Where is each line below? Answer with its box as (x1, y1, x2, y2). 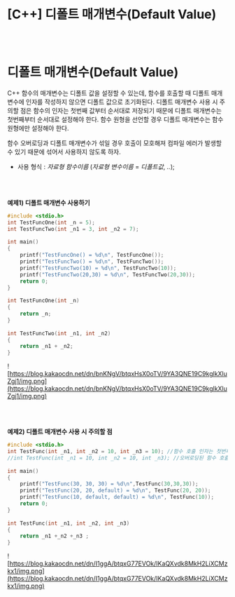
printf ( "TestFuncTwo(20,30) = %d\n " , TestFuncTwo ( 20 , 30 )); (20, 271, 196, 278)
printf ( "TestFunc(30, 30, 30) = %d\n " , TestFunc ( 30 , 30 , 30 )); (20, 481, 199, 488)
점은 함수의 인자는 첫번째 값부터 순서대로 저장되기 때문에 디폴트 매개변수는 (20, 106, 222, 114)
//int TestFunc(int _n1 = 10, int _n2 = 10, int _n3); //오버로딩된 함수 (7, 454, 217, 462)
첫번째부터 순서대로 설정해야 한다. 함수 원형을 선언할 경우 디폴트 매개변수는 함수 (7, 115, 224, 123)
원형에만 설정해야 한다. (7, 123, 69, 132)
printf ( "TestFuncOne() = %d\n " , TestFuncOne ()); (20, 252, 164, 259)
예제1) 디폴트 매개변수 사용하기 (7, 198, 90, 207)
